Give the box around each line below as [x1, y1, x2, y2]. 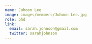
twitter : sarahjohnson [9, 31, 57, 36]
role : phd [5, 17, 26, 22]
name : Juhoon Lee [5, 7, 42, 13]
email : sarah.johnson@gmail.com [9, 26, 78, 31]
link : [5, 21, 16, 27]
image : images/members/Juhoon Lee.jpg [5, 12, 87, 17]
